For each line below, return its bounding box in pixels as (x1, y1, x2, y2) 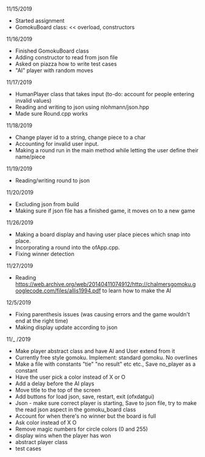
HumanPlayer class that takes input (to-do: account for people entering (15, 91, 195, 97)
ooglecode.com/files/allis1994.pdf (15, 287, 101, 294)
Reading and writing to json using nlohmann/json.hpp (15, 103, 149, 111)
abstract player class (15, 439, 68, 445)
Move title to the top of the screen (15, 387, 101, 393)
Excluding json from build (15, 201, 79, 207)
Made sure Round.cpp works (15, 110, 88, 117)
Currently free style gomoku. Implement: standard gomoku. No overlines (15, 354, 198, 361)
